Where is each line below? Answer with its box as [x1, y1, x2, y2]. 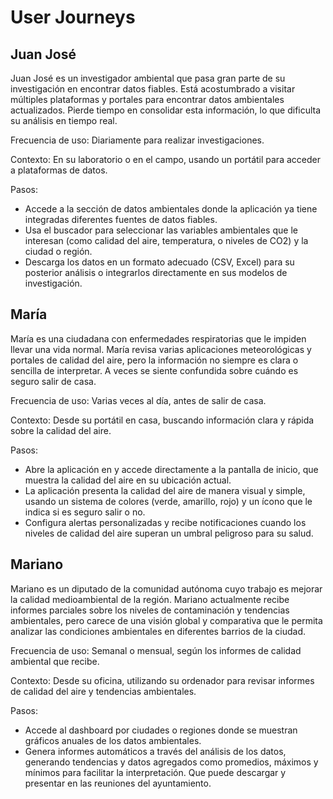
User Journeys [10, 6, 136, 29]
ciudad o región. [24, 246, 93, 257]
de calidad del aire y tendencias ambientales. [10, 685, 197, 697]
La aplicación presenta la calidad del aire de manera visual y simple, [24, 484, 306, 496]
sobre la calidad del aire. [10, 424, 112, 436]
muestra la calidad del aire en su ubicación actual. [24, 474, 232, 486]
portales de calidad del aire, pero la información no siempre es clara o [10, 354, 299, 366]
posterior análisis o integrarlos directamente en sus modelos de [24, 267, 288, 278]
